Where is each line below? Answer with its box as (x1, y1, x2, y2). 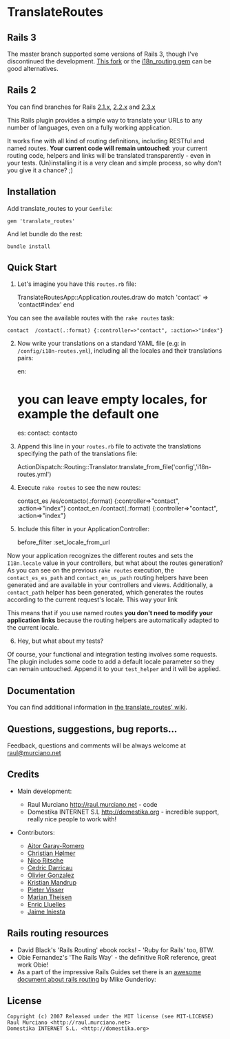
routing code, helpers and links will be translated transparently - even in (7, 151, 211, 159)
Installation (7, 186, 56, 198)
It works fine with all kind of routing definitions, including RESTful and (7, 136, 205, 145)
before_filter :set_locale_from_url (17, 538, 110, 546)
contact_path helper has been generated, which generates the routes (7, 588, 204, 597)
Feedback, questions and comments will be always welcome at (7, 741, 186, 750)
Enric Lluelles (27, 900, 66, 908)
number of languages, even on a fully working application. (7, 123, 172, 132)
